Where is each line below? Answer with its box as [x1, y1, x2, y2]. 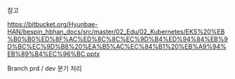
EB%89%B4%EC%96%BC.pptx [7, 50, 100, 58]
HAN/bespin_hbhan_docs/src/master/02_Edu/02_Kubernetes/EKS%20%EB [7, 27, 225, 36]
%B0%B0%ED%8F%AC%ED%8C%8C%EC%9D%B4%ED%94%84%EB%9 [7, 35, 228, 43]
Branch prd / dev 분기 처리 [7, 64, 82, 72]
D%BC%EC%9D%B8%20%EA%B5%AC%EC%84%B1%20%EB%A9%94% [7, 43, 227, 50]
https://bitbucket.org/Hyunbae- [7, 20, 98, 28]
